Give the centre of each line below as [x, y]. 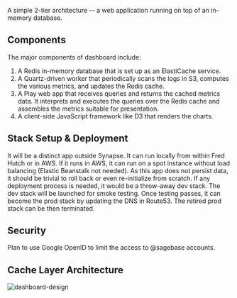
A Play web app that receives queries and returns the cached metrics [119, 93]
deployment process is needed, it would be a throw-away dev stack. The [114, 186]
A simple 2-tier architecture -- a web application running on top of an [108, 10]
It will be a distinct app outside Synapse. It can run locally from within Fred [116, 155]
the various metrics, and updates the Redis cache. [91, 86]
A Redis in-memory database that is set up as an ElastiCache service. [119, 71]
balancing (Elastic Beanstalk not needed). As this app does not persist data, [118, 170]
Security [27, 231]
